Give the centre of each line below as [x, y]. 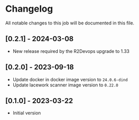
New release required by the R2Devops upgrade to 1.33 [71, 51]
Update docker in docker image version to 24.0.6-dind [70, 79]
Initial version [27, 113]
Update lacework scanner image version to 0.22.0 [65, 85]
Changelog [29, 9]
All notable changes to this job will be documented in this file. [70, 23]
